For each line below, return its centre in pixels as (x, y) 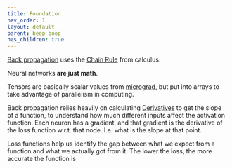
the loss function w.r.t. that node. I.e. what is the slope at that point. (105, 130)
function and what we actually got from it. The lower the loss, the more (110, 151)
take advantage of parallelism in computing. (71, 94)
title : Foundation (34, 14)
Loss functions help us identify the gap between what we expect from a (111, 143)
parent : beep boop (34, 33)
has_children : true (36, 40)
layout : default (31, 27)
